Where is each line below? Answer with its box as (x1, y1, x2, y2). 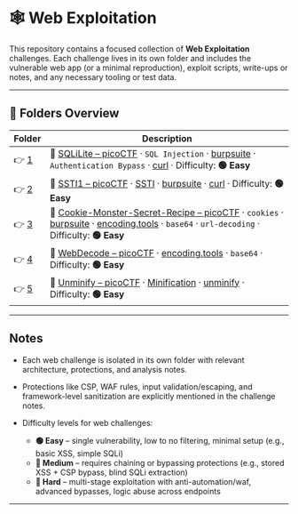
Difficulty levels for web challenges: (21, 417, 153, 428)
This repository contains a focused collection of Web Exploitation (9, 43, 250, 54)
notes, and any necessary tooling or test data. (9, 71, 177, 82)
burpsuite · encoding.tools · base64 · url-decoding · (50, 217, 260, 229)
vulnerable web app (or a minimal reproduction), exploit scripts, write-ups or (9, 62, 288, 73)
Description (141, 132, 192, 144)
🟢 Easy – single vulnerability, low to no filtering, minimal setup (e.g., (35, 435, 285, 446)
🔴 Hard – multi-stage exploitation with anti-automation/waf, (35, 476, 251, 486)
